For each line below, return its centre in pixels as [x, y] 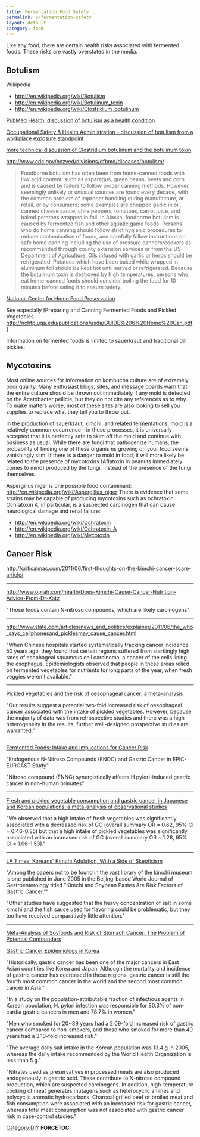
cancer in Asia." [25, 987]
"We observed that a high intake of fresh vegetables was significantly [91, 818]
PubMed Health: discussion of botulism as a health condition [81, 120]
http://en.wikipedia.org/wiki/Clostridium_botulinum [77, 109]
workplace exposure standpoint [45, 138]
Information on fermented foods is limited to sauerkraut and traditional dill [96, 341]
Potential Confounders [34, 939]
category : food [25, 28]
